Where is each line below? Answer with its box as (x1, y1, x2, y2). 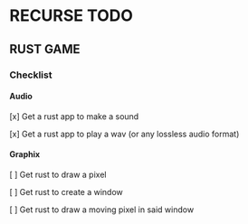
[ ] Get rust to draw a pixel (9, 169, 107, 180)
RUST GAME (9, 42, 81, 57)
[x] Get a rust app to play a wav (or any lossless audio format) (9, 128, 240, 139)
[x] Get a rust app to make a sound (9, 110, 139, 122)
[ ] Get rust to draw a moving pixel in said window (9, 204, 195, 215)
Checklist (9, 69, 52, 81)
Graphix (9, 149, 41, 160)
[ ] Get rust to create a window (9, 186, 124, 197)
